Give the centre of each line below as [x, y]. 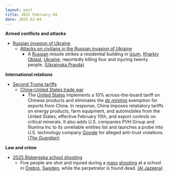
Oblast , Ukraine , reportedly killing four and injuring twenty [88, 60]
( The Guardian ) [44, 138]
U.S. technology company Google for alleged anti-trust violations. [96, 133]
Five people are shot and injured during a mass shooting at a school [91, 163]
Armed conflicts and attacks [36, 34]
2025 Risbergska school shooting [47, 157]
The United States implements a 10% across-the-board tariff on [94, 95]
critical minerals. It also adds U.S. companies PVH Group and [91, 122]
